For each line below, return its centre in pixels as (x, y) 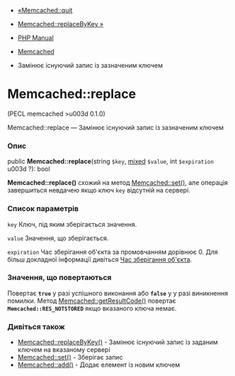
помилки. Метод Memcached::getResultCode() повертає (92, 301)
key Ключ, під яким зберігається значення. (72, 224)
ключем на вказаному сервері (64, 350)
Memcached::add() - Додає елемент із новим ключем (99, 365)
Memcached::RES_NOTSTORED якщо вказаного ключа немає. (92, 308)
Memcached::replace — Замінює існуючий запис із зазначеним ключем (116, 127)
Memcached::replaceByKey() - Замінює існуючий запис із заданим (117, 342)
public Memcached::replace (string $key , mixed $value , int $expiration (111, 161)
